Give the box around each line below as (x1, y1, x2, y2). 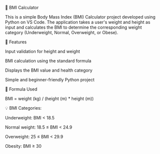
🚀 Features (5, 39, 27, 45)
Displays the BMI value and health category (5, 67, 93, 73)
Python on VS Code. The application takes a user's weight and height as (5, 19, 150, 25)
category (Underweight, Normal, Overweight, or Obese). (5, 30, 119, 35)
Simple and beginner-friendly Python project (5, 77, 95, 82)
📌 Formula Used (5, 86, 38, 92)
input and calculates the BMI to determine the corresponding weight (5, 24, 142, 30)
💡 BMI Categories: (5, 105, 42, 111)
